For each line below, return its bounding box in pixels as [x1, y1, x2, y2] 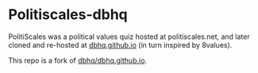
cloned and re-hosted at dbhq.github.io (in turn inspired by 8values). [8, 40, 233, 49]
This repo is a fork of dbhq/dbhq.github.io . [8, 56, 148, 65]
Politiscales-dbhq [8, 6, 129, 24]
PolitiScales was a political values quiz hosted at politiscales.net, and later [8, 32, 250, 41]
